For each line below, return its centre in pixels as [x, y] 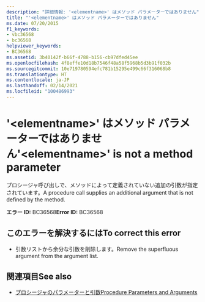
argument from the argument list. [57, 256]
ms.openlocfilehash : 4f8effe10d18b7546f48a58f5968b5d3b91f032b [89, 63]
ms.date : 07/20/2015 [33, 23]
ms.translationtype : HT [37, 74]
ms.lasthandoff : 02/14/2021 [42, 86]
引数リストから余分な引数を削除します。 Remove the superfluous [97, 249]
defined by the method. [36, 200]
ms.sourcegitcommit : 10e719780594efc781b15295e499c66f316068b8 [89, 69]
